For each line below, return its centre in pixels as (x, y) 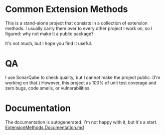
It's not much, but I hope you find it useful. (49, 43)
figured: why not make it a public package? (49, 33)
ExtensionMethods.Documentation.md (45, 127)
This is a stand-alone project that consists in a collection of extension (77, 23)
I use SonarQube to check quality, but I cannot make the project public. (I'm (83, 77)
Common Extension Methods (67, 9)
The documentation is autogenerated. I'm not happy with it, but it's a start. (82, 122)
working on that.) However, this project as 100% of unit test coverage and (81, 82)
